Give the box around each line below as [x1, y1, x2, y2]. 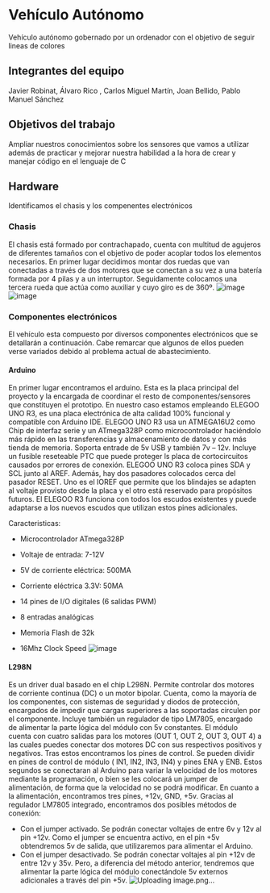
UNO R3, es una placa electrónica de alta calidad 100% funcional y [8, 409, 231, 419]
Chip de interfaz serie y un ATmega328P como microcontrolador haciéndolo [8, 426, 262, 436]
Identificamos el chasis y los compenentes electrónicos [8, 201, 193, 211]
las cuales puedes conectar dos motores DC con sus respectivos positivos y [8, 740, 262, 749]
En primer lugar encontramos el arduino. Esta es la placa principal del [8, 383, 239, 393]
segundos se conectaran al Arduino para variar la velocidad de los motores [8, 766, 258, 775]
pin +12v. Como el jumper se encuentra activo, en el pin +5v [19, 832, 220, 842]
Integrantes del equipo [8, 65, 125, 78]
